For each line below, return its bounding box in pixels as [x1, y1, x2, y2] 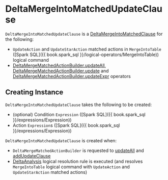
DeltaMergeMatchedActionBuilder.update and [12, 67, 109, 74]
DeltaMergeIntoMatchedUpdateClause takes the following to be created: [5, 101, 152, 108]
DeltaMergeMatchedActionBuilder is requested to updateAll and [12, 147, 144, 153]
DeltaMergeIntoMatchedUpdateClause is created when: [5, 137, 117, 143]
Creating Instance [5, 88, 64, 97]
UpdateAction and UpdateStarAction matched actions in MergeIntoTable [12, 46, 161, 52]
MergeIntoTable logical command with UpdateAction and [12, 164, 130, 170]
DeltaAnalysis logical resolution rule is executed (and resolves [12, 158, 143, 164]
